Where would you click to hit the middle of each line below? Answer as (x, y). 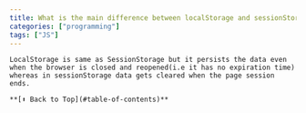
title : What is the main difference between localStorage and (130, 18)
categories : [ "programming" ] (65, 26)
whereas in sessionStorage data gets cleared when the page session (142, 76)
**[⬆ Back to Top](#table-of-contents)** (89, 100)
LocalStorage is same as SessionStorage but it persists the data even (148, 60)
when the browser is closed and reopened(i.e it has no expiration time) (153, 68)
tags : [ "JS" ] (34, 35)
